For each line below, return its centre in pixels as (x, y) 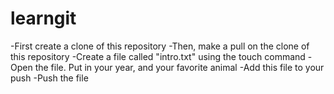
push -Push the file (49, 78)
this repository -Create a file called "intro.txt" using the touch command (158, 56)
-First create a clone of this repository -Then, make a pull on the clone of (160, 46)
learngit (43, 18)
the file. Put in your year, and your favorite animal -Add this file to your (179, 67)
